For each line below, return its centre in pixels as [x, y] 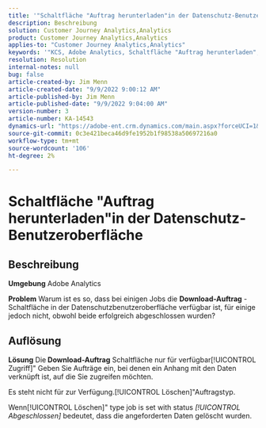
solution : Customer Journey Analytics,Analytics [90, 30]
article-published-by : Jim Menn [61, 97]
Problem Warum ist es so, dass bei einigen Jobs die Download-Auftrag [125, 299]
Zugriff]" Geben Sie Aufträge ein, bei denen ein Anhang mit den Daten [122, 369]
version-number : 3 [38, 112]
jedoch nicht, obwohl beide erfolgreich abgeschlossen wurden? [112, 316]
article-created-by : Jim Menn [58, 82]
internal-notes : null [44, 67]
